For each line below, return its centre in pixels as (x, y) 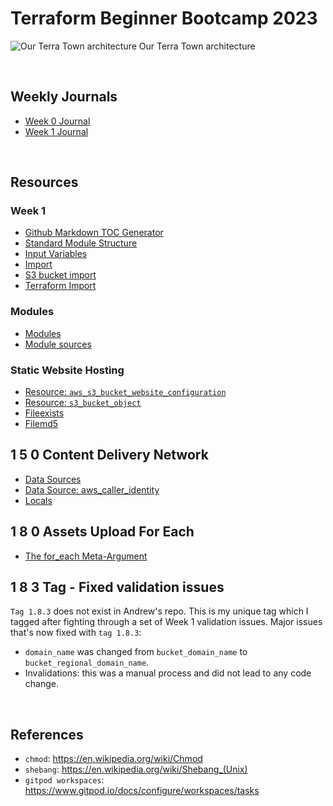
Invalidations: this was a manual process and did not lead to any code (168, 673)
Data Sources (53, 479)
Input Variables (56, 254)
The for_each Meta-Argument (86, 556)
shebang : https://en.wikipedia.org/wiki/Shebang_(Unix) (136, 769)
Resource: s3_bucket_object (83, 403)
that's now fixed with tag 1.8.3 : (76, 633)
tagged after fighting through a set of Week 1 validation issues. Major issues (166, 622)
